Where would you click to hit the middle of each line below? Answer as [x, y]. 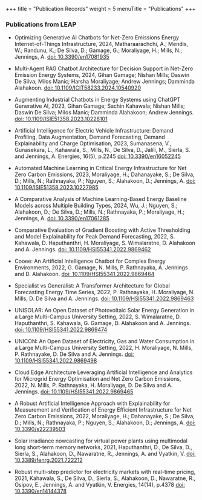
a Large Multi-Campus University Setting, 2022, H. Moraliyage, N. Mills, [103, 348]
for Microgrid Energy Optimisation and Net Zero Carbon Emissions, [98, 379]
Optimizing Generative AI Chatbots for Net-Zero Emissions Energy [97, 38]
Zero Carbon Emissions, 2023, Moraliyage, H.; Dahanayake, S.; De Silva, [104, 174]
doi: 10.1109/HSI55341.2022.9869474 [61, 330]
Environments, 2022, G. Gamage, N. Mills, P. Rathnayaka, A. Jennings [101, 268]
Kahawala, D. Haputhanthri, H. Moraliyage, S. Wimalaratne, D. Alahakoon [105, 243]
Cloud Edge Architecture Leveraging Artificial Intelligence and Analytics [103, 372]
